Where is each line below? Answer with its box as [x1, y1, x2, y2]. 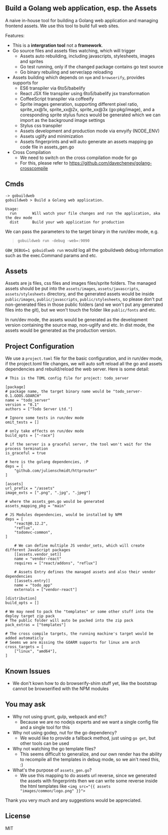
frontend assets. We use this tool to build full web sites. [5, 23, 119, 29]
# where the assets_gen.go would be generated [5, 499, 104, 504]
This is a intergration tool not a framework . [12, 42, 103, 48]
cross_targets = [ [5, 644, 44, 650]
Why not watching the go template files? [12, 745, 96, 751]
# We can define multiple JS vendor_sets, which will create [14, 543, 144, 548]
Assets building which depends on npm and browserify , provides [12, 74, 145, 80]
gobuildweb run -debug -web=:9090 [17, 238, 90, 243]
